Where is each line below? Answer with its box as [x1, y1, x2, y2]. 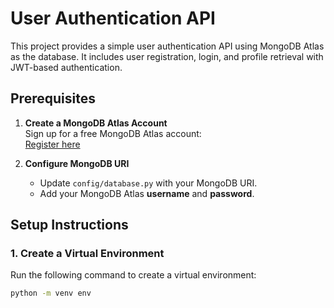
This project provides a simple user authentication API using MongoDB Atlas [10, 40, 325, 52]
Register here [24, 138, 81, 150]
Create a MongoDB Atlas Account [24, 117, 168, 129]
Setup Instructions [10, 217, 129, 234]
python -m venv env [10, 288, 92, 299]
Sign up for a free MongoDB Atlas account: [24, 127, 202, 139]
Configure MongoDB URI [24, 157, 130, 169]
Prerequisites [10, 90, 96, 107]
